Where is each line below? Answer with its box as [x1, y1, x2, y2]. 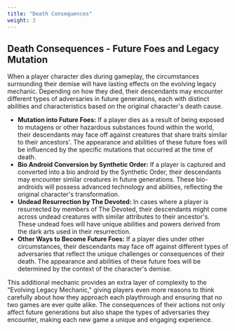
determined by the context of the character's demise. [17, 264, 172, 273]
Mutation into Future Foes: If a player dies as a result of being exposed [17, 116, 224, 124]
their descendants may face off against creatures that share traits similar [17, 130, 228, 139]
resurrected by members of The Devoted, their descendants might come [17, 205, 228, 214]
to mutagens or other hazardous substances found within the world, [17, 123, 215, 132]
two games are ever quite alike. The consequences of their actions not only [7, 301, 225, 309]
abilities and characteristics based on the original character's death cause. [7, 102, 223, 111]
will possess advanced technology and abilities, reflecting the [44, 183, 223, 191]
